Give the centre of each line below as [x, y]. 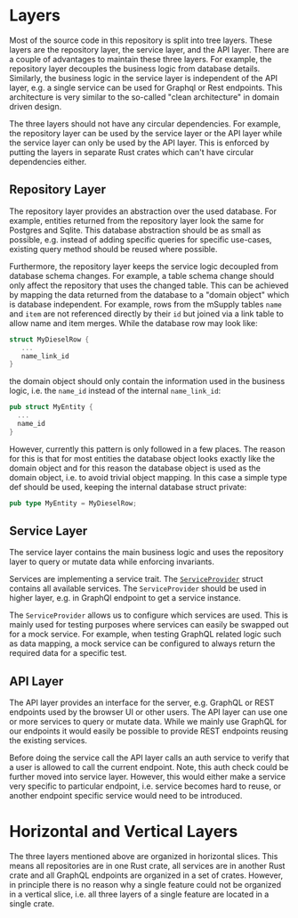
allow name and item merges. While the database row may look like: [133, 323]
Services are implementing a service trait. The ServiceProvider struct [137, 579]
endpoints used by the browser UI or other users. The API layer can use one [149, 712]
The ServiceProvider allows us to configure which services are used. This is [149, 615]
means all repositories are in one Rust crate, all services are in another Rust [147, 866]
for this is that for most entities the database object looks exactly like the [142, 458]
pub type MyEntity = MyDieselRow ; [73, 503]
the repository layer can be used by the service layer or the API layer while [146, 133]
